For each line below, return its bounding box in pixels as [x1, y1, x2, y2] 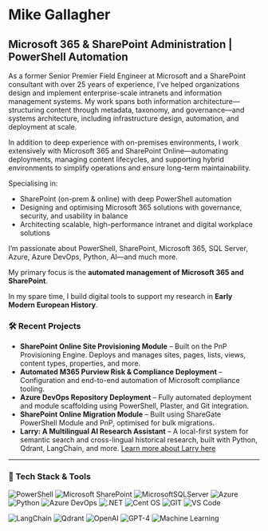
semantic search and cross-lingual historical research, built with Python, [19, 435, 258, 445]
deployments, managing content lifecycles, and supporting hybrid [8, 154, 225, 164]
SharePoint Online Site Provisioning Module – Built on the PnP [19, 341, 227, 351]
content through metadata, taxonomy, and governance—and [45, 106, 245, 114]
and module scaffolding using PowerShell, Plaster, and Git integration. [19, 401, 250, 411]
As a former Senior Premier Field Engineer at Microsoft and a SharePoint [8, 71, 246, 81]
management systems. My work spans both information [8, 97, 191, 106]
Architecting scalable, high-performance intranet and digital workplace [19, 220, 254, 229]
